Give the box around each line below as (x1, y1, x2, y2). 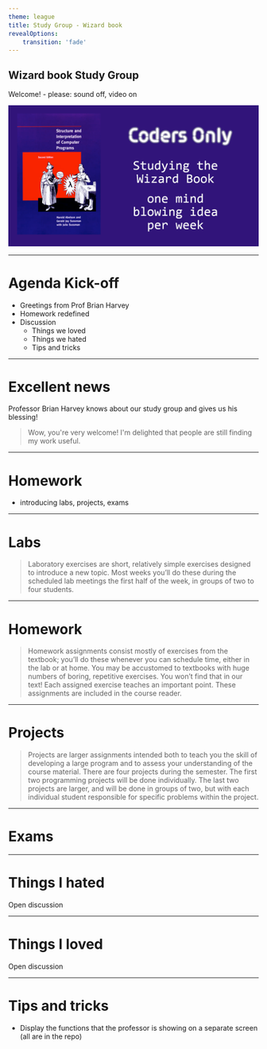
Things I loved (8, 935, 103, 954)
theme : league (8, 13, 56, 21)
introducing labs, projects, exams (19, 497, 130, 508)
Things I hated (8, 874, 105, 892)
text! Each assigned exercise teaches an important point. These (27, 680, 236, 690)
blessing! (8, 412, 38, 422)
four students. (27, 585, 74, 594)
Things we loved (31, 326, 86, 335)
